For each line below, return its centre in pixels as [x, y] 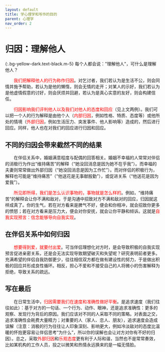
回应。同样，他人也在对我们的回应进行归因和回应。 [57, 128]
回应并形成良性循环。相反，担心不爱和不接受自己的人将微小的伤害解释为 [87, 265]
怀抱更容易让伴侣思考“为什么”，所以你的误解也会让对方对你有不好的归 [84, 332]
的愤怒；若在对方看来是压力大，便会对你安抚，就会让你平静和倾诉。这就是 [80, 211]
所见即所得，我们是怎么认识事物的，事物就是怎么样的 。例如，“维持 [82, 193]
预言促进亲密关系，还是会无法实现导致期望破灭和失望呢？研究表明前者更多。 [82, 253]
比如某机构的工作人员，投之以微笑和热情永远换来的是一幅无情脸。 [72, 345]
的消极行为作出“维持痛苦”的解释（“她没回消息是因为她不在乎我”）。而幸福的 [81, 164]
